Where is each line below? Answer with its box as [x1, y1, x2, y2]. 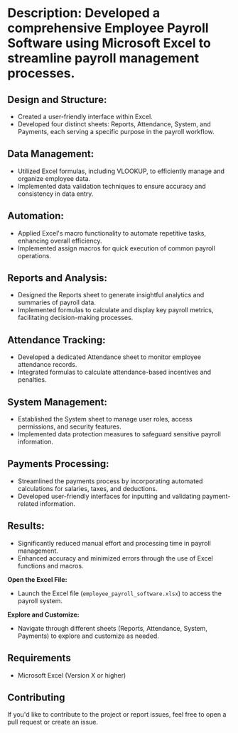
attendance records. [17, 360, 77, 369]
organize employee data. [17, 174, 91, 182]
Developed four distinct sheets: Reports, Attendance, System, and [17, 120, 211, 128]
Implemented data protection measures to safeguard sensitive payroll [17, 430, 222, 439]
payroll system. [17, 596, 63, 605]
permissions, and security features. [17, 422, 122, 431]
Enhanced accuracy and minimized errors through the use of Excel [17, 553, 213, 562]
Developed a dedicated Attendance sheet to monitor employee [17, 353, 201, 361]
